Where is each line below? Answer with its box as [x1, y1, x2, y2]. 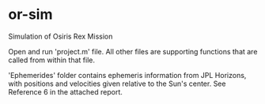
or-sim [8, 6, 53, 24]
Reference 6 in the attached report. [8, 87, 123, 96]
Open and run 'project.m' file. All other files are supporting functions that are [8, 46, 258, 56]
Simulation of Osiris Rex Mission [8, 32, 113, 41]
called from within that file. [8, 55, 95, 65]
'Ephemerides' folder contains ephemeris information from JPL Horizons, [8, 70, 247, 80]
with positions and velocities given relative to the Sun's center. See [8, 79, 226, 88]
